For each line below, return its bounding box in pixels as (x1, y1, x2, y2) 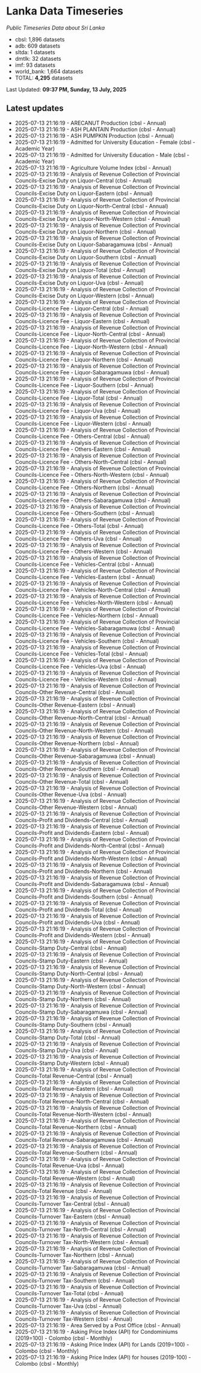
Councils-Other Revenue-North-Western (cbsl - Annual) (14, 727, 154, 734)
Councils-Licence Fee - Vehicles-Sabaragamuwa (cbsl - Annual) (14, 624, 176, 631)
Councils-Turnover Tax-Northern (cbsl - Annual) (14, 1251, 134, 1259)
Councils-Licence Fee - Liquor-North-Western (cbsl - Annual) (14, 343, 168, 350)
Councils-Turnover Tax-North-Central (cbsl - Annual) (14, 1226, 147, 1233)
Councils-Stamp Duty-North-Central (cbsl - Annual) (14, 970, 143, 977)
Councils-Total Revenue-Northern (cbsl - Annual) (14, 1123, 137, 1130)
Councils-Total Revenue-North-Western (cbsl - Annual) (14, 1111, 152, 1118)
